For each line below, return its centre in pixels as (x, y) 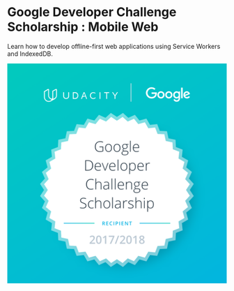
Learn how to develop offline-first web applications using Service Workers (114, 46)
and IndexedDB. (30, 54)
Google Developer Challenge (92, 12)
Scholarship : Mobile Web (83, 27)
